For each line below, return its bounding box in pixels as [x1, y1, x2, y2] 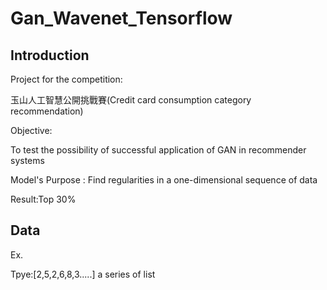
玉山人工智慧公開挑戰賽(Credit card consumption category [10, 94, 252, 106]
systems [10, 155, 45, 166]
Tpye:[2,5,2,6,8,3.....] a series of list [10, 268, 156, 280]
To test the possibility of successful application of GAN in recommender [10, 144, 307, 156]
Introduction [10, 47, 90, 64]
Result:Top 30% [10, 193, 77, 205]
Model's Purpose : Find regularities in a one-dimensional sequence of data [10, 174, 318, 186]
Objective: [10, 125, 53, 136]
